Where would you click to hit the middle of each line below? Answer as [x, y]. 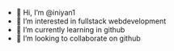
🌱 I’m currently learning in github [70, 30]
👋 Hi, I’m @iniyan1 [45, 13]
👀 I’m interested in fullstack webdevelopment [91, 21]
